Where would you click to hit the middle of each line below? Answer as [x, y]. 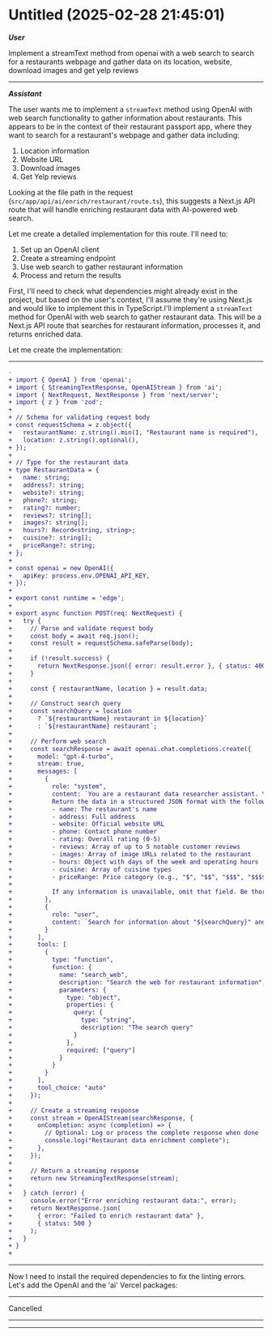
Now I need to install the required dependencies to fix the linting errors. [127, 1277]
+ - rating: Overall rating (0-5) [85, 839]
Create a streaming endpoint [68, 258]
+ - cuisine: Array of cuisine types [90, 869]
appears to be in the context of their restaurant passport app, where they [130, 126]
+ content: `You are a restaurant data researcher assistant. [134, 794]
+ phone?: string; [43, 500]
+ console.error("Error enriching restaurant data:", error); [123, 1201]
